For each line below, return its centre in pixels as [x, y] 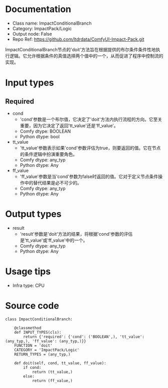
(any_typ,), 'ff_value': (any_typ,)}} [46, 341]
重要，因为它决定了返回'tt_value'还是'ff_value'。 [69, 125]
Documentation [38, 9]
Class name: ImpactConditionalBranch [52, 23]
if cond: [32, 367]
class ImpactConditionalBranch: [39, 319]
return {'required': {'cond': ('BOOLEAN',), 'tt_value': [84, 337]
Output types [33, 214]
